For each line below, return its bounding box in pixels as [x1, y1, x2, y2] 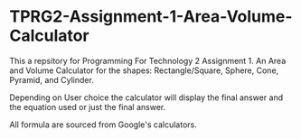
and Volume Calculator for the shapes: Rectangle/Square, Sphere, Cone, [9, 65, 279, 76]
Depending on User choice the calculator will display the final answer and [9, 92, 284, 103]
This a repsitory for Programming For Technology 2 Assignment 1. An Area [9, 55, 287, 66]
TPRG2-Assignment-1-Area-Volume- [9, 6, 293, 27]
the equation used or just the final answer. [9, 101, 166, 112]
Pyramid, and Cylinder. [9, 74, 95, 85]
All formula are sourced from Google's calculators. [9, 119, 197, 130]
